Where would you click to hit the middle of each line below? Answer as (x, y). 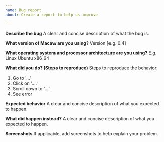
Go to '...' (22, 78)
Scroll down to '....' (32, 88)
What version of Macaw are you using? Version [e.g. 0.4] (66, 43)
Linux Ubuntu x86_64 (27, 58)
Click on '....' (25, 83)
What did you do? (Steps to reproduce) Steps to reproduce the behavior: (81, 68)
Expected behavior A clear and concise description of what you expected (82, 103)
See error (22, 94)
